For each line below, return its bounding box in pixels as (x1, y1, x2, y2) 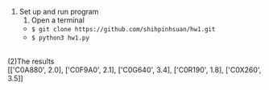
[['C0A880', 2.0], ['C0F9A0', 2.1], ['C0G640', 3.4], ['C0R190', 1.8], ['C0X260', (7, 65, 262, 75)
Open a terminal (31, 15, 85, 25)
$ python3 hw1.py (31, 34, 90, 42)
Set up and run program (19, 7, 99, 16)
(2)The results (7, 56, 55, 66)
